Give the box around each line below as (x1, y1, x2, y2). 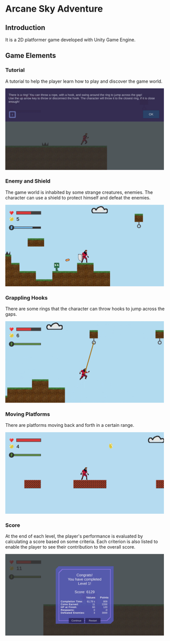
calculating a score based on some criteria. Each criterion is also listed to (5, 538, 158, 545)
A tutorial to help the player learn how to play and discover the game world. (5, 78, 163, 84)
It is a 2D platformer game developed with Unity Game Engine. (5, 37, 136, 43)
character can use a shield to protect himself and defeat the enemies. (5, 194, 151, 200)
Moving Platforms (5, 411, 50, 418)
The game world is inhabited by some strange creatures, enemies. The (5, 189, 153, 195)
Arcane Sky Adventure (5, 3, 103, 15)
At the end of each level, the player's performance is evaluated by (5, 533, 143, 539)
